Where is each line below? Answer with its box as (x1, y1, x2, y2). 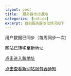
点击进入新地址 (5, 56, 35, 61)
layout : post (5, 7, 32, 12)
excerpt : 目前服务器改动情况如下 (5, 20, 65, 26)
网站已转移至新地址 (5, 45, 44, 51)
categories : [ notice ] (5, 16, 49, 21)
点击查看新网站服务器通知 (5, 66, 56, 72)
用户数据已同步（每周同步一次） (5, 35, 69, 40)
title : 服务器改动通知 (5, 12, 48, 17)
